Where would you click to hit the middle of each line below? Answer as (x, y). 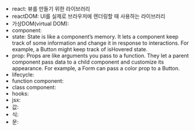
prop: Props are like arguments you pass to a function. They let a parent (100, 56)
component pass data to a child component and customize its (88, 62)
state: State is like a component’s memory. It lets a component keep (95, 37)
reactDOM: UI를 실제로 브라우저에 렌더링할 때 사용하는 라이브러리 (89, 16)
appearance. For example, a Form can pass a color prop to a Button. (96, 68)
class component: (34, 87)
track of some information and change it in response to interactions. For (100, 43)
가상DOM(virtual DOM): (40, 24)
